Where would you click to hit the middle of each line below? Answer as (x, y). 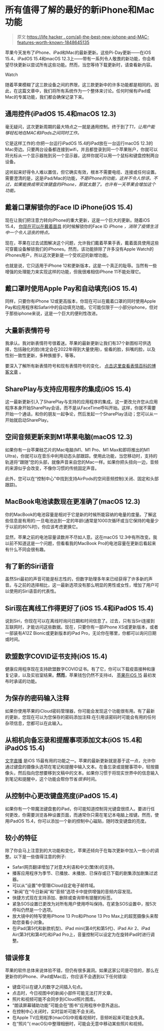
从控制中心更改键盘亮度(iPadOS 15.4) (61, 796)
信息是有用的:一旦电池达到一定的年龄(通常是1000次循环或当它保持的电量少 (84, 520)
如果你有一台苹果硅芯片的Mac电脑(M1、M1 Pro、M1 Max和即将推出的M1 (77, 450)
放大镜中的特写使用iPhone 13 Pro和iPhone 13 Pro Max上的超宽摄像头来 (83, 916)
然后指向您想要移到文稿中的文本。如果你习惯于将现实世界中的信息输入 (88, 773)
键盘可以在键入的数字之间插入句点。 (49, 987)
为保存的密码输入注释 (37, 698)
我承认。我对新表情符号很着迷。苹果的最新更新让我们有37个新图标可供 (76, 343)
